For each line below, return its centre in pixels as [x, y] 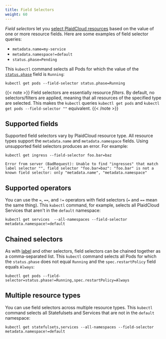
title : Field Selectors [30, 10]
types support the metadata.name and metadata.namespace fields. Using [77, 141]
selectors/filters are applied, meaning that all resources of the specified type [83, 98]
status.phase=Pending [34, 60]
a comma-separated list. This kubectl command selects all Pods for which [81, 256]
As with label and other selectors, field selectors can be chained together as [83, 251]
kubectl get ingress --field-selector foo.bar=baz [58, 155]
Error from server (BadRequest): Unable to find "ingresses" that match [82, 164]
